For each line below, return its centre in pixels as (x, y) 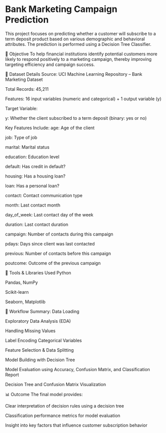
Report (12, 375)
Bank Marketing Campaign (61, 9)
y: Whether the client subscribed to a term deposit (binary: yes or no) (76, 118)
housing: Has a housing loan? (35, 176)
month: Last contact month (33, 205)
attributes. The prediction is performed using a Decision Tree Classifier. (78, 44)
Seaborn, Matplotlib (25, 302)
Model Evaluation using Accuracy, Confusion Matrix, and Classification (78, 369)
